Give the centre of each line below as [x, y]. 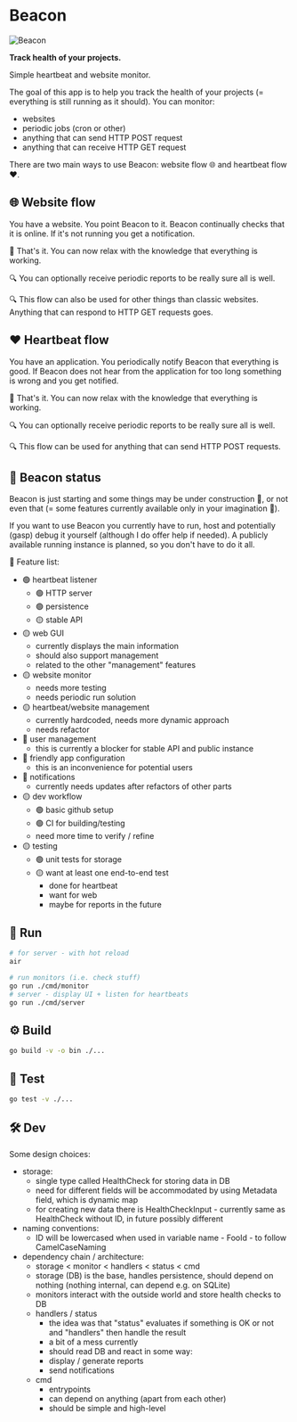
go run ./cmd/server [48, 1003]
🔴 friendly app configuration [73, 758]
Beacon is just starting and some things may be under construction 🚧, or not [149, 499]
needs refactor [63, 730]
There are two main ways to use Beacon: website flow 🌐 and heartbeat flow [148, 164]
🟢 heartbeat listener [60, 579]
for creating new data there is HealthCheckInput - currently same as [161, 1209]
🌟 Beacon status [56, 477]
